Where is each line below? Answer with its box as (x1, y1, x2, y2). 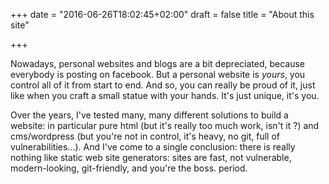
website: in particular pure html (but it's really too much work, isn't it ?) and (10, 120, 320, 131)
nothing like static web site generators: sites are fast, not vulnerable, (10, 152, 292, 163)
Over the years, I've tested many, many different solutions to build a (10, 109, 289, 121)
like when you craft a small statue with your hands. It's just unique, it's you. (10, 90, 320, 101)
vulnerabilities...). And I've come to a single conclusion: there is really (10, 141, 296, 153)
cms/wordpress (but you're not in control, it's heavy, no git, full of (10, 130, 280, 142)
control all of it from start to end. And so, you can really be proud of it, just (10, 79, 316, 91)
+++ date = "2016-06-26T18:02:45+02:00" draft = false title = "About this (10, 9, 315, 20)
